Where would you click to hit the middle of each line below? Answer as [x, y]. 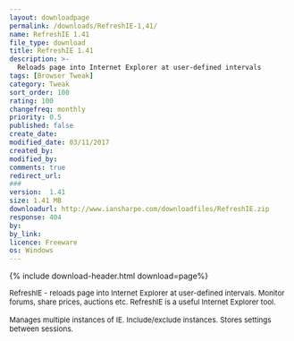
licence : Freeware [43, 243]
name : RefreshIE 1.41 [50, 34]
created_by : [31, 150]
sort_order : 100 [39, 92]
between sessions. [42, 329]
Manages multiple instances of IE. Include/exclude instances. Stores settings [140, 320]
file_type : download [48, 43]
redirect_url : [36, 175]
